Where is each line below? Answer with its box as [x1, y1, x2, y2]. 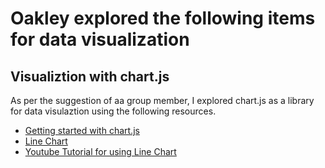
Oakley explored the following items [10, 7, 316, 30]
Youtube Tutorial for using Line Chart [24, 146, 177, 157]
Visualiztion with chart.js [10, 68, 170, 85]
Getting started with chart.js [24, 125, 140, 136]
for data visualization [10, 28, 190, 51]
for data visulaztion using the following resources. [10, 105, 217, 117]
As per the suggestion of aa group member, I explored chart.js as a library [10, 95, 315, 106]
